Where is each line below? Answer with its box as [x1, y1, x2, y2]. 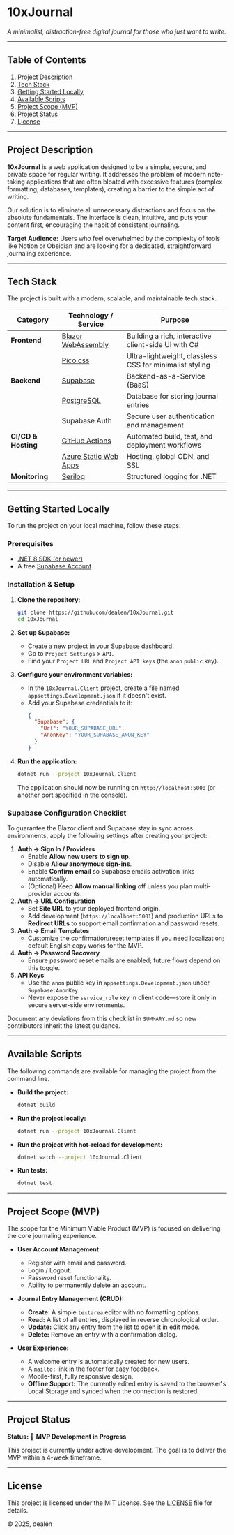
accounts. [53, 889, 82, 897]
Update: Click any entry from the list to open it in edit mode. [27, 1323, 201, 1331]
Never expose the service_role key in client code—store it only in [27, 993, 217, 1001]
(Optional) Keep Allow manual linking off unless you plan [27, 881, 193, 890]
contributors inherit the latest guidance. [7, 1021, 120, 1030]
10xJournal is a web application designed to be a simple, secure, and [7, 162, 207, 171]
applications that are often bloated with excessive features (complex [26, 177, 223, 186]
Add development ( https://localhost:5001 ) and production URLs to [27, 911, 224, 920]
